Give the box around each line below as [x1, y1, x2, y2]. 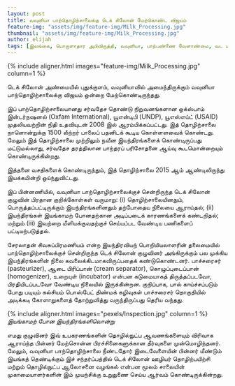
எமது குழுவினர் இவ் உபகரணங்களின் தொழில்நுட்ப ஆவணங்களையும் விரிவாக [7, 331, 214, 339]
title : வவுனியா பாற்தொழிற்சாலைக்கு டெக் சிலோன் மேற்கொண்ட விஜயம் [7, 17, 187, 24]
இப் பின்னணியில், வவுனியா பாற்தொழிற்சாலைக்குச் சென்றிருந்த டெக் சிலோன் [7, 188, 211, 195]
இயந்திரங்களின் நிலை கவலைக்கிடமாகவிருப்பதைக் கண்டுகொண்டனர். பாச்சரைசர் [7, 256, 222, 265]
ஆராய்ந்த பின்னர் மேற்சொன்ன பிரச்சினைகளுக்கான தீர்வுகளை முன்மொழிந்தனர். [7, 339, 221, 347]
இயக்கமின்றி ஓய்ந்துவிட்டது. [7, 174, 80, 181]
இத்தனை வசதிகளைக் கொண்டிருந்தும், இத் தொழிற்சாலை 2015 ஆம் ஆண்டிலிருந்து [7, 165, 225, 174]
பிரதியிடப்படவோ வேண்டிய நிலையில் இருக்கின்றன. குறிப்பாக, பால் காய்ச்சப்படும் [7, 280, 218, 288]
